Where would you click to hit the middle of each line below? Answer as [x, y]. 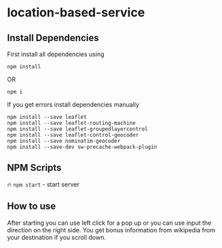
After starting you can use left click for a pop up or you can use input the [109, 223]
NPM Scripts [34, 168]
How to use [31, 206]
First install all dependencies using [56, 54]
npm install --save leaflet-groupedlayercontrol [78, 129]
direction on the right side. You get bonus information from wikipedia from [111, 230]
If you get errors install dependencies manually [73, 105]
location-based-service [76, 13]
